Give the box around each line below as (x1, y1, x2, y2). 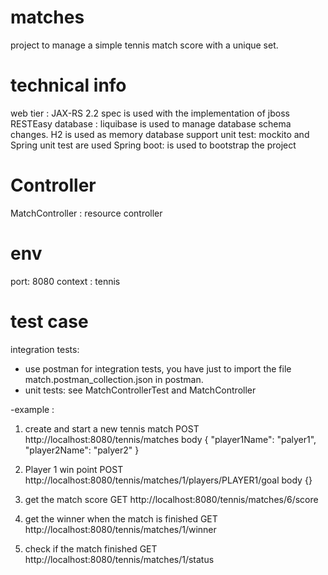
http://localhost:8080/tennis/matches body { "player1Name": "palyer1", (24, 433, 317, 445)
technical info (10, 74, 127, 97)
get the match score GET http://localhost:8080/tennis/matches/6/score (24, 493, 319, 505)
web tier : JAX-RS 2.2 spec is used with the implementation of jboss (10, 107, 290, 119)
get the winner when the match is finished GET (24, 512, 218, 525)
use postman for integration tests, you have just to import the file (24, 362, 292, 375)
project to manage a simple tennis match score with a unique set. (10, 39, 279, 51)
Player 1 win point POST (24, 463, 124, 475)
